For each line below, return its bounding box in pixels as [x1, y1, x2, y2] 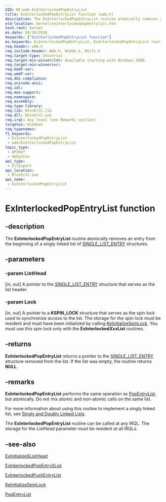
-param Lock [5, 299, 37, 306]
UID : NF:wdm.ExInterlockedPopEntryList [5, 7, 87, 12]
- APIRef [7, 150, 26, 154]
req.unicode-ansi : [5, 80, 43, 85]
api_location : [5, 168, 35, 173]
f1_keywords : [5, 131, 32, 136]
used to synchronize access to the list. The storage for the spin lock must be [5, 315, 161, 321]
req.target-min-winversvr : [5, 62, 61, 67]
